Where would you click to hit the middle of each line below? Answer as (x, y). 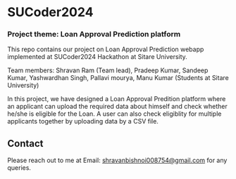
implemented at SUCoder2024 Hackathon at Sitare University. (98, 57)
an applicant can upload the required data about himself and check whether (117, 107)
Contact (25, 144)
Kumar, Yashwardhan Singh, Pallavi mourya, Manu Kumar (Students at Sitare (118, 78)
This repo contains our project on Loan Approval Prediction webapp (106, 49)
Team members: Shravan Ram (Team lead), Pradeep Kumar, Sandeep (108, 70)
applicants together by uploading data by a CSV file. (83, 121)
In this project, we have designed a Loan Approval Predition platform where (117, 99)
